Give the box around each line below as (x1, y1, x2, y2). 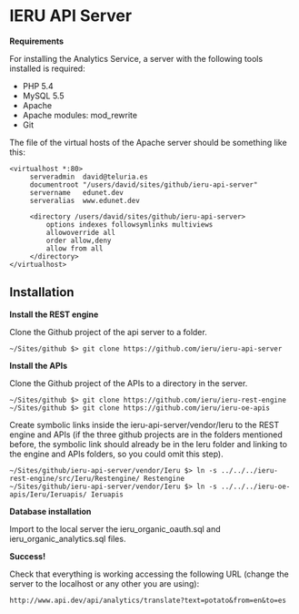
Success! (9, 550, 46, 561)
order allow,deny (45, 236, 112, 245)
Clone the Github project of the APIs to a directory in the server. (9, 377, 248, 388)
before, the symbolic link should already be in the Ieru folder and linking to (9, 438, 288, 449)
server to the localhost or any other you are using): (9, 578, 200, 588)
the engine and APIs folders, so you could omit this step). (9, 448, 224, 459)
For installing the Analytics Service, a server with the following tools (9, 53, 264, 64)
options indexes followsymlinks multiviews (45, 220, 214, 229)
